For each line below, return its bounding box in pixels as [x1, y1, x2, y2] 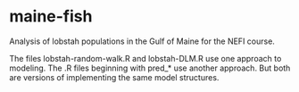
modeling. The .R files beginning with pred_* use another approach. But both [9, 63, 291, 73]
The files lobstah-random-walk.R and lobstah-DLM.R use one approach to [9, 53, 282, 63]
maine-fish [9, 6, 93, 27]
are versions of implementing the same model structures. [9, 71, 220, 82]
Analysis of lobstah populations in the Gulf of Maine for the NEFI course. [9, 36, 275, 46]
